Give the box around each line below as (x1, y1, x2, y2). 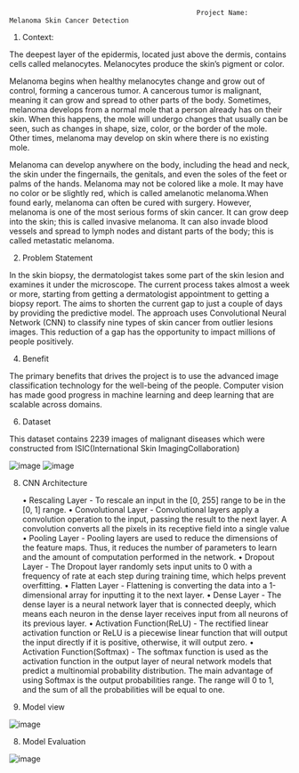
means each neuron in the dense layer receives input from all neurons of (21, 609, 289, 619)
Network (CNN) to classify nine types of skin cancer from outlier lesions (9, 317, 274, 327)
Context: (21, 32, 54, 42)
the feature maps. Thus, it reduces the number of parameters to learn (21, 542, 278, 553)
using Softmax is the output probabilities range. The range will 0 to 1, (21, 675, 274, 686)
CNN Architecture (21, 478, 88, 488)
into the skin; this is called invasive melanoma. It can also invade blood (9, 217, 269, 226)
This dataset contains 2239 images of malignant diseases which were (9, 433, 265, 444)
